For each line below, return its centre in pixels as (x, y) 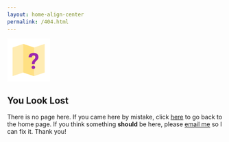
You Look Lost (38, 100)
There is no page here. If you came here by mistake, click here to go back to (115, 117)
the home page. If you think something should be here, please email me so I (114, 124)
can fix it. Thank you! (37, 132)
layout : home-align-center (46, 14)
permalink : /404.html (38, 22)
